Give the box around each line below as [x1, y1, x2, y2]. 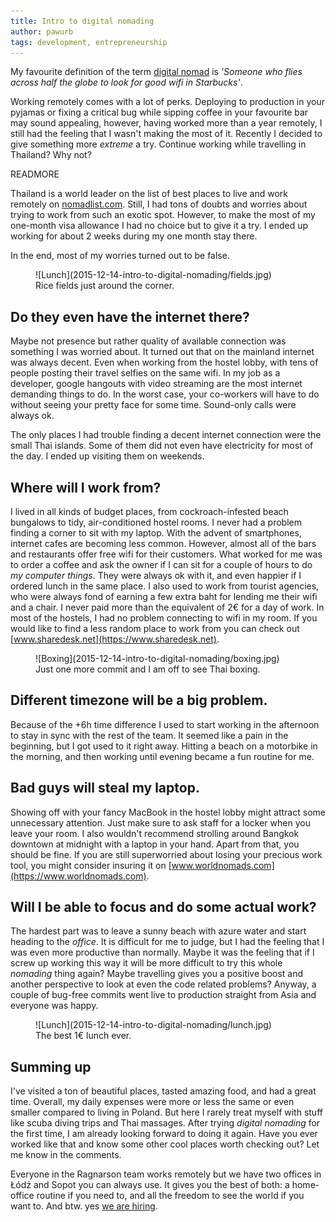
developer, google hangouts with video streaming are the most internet [10, 378, 303, 390]
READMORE [10, 168, 60, 180]
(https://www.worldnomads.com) [10, 870, 147, 882]
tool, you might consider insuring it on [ [10, 859, 172, 871]
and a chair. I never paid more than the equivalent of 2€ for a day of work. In [10, 601, 325, 613]
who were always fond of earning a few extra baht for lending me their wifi [10, 591, 318, 602]
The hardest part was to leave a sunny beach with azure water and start [10, 925, 307, 937]
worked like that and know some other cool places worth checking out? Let [10, 1138, 320, 1150]
